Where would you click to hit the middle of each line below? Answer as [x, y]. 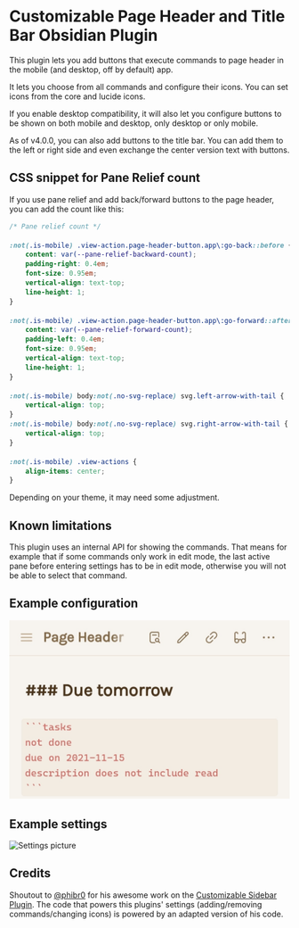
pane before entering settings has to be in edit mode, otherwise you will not [148, 566]
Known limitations [61, 525]
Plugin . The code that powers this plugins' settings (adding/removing [136, 904]
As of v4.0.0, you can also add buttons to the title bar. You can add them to [146, 140]
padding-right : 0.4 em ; [67, 264]
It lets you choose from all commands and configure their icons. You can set [149, 87]
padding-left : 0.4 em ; [65, 340]
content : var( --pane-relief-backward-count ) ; [111, 255]
